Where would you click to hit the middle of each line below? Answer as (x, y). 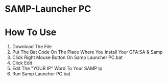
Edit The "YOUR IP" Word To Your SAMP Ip (57, 68)
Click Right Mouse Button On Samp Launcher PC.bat (67, 57)
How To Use (31, 33)
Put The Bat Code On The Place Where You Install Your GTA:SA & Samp (87, 52)
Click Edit (22, 63)
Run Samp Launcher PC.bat (41, 74)
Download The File (32, 47)
